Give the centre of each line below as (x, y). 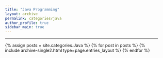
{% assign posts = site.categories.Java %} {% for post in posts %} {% (75, 46)
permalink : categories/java (33, 18)
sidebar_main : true (25, 27)
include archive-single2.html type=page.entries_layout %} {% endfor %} (78, 50)
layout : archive (21, 14)
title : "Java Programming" (32, 9)
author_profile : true (27, 23)
